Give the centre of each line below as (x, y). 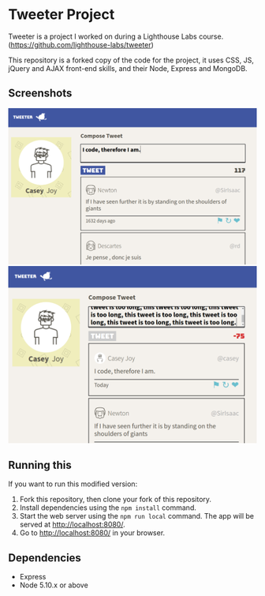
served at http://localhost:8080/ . (72, 525)
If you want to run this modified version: (73, 484)
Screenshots (40, 94)
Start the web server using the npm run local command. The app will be (137, 516)
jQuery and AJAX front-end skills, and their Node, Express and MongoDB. (128, 68)
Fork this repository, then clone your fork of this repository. (115, 500)
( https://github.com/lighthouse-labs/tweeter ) (81, 44)
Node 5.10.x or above (54, 585)
